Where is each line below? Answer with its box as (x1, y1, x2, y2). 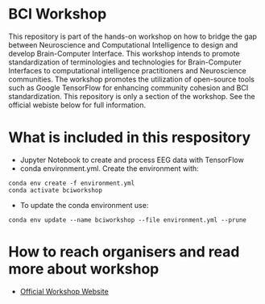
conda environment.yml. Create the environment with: (19, 163, 199, 173)
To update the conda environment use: (19, 200, 149, 210)
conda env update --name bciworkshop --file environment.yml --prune (8, 215, 247, 224)
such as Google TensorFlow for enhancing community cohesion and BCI (8, 82, 249, 93)
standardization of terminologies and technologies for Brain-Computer (8, 57, 242, 67)
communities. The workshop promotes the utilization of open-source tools (8, 74, 255, 84)
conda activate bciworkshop (8, 186, 103, 194)
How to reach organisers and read (8, 243, 240, 261)
